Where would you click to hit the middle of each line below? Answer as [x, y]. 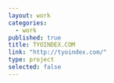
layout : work [29, 15]
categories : [28, 23]
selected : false [35, 67]
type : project [31, 60]
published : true [35, 38]
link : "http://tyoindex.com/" [58, 52]
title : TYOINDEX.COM [42, 45]
